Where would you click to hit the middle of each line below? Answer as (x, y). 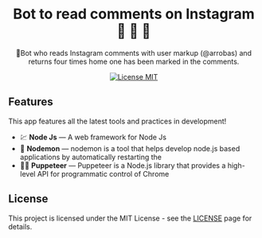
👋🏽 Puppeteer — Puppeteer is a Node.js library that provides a (123, 165)
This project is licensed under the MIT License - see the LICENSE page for (130, 218)
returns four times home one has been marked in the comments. (134, 61)
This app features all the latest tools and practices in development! (117, 121)
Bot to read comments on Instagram (134, 14)
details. (20, 226)
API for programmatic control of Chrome (103, 174)
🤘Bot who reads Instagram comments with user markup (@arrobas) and (134, 53)
